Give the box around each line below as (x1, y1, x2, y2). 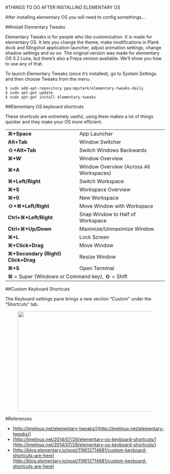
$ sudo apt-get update (5, 90, 53, 95)
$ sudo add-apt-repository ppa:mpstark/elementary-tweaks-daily (5, 86, 144, 91)
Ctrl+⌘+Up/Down (8, 225, 52, 232)
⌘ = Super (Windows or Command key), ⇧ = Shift (8, 273, 127, 280)
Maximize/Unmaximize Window (79, 225, 154, 232)
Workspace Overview (79, 186, 131, 193)
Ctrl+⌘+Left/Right (8, 214, 53, 221)
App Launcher (79, 130, 113, 137)
